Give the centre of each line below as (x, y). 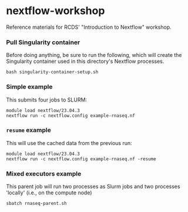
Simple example (29, 87)
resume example (28, 130)
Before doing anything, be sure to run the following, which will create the (94, 55)
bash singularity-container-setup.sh (52, 72)
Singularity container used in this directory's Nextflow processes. (85, 61)
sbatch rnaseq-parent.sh (36, 204)
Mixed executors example (44, 173)
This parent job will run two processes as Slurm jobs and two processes (93, 187)
